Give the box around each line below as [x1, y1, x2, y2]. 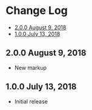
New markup [14, 64, 47, 71]
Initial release [14, 98, 48, 105]
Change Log [5, 4, 68, 18]
